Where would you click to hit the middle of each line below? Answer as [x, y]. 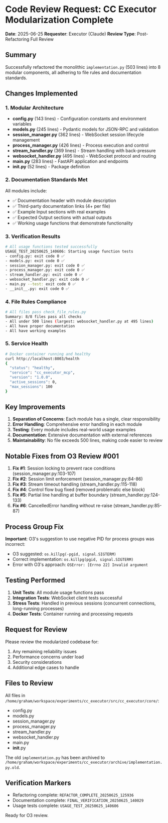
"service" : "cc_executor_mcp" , [42, 373]
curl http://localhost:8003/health [42, 359]
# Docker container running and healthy [48, 354]
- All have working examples [36, 331]
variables [22, 124]
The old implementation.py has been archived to [55, 757]
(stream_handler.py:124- [135, 495]
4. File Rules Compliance [36, 301]
